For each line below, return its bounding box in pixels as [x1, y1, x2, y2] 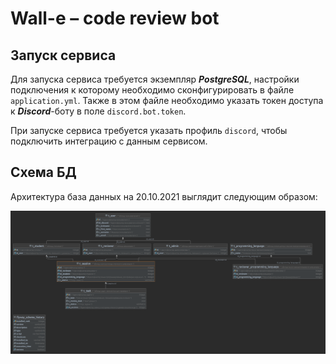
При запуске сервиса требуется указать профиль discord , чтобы [10, 125, 288, 136]
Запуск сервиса [10, 47, 117, 64]
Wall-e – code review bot [10, 7, 220, 30]
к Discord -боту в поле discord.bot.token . [10, 105, 187, 117]
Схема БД [10, 164, 77, 181]
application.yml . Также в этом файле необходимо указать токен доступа [10, 95, 324, 106]
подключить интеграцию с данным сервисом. [10, 135, 208, 147]
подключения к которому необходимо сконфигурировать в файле [10, 84, 295, 96]
